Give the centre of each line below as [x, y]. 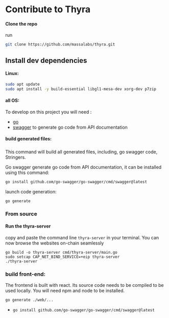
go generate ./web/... [29, 300]
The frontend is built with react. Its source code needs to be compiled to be [85, 285]
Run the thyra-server [28, 226]
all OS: [12, 101]
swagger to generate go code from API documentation [70, 127]
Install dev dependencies [46, 60]
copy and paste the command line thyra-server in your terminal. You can [82, 237]
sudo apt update [22, 84]
